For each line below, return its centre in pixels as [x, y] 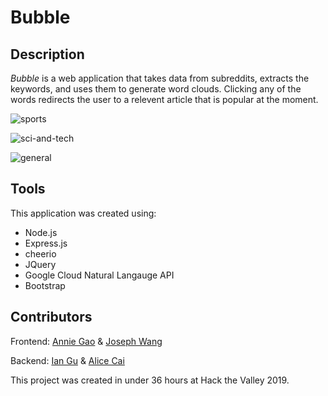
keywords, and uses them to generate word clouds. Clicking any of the [156, 89]
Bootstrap [45, 285]
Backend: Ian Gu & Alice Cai [67, 360]
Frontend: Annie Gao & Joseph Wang [86, 341]
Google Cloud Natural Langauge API [99, 275]
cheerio [40, 253]
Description [47, 54]
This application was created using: [83, 213]
